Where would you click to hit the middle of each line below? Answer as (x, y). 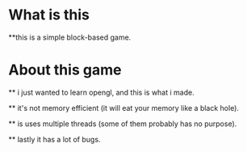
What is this (49, 15)
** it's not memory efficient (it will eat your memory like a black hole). (124, 108)
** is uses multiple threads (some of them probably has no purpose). (123, 124)
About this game (65, 70)
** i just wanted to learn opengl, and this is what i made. (102, 92)
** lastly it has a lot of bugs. (54, 139)
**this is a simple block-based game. (70, 37)
